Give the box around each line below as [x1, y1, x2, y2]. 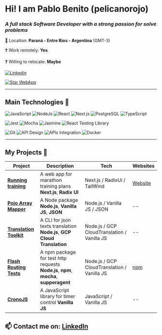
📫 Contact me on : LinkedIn [5, 322, 88, 330]
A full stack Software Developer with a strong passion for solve [5, 21, 157, 28]
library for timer [40, 293, 76, 300]
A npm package [40, 249, 76, 256]
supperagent [40, 279, 71, 286]
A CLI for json [40, 217, 71, 224]
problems [5, 27, 28, 33]
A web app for [40, 171, 72, 178]
